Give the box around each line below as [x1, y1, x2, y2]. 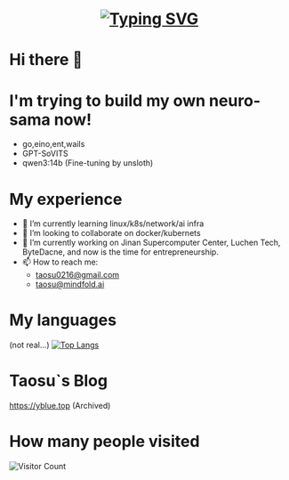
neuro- [208, 90, 261, 110]
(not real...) [9, 339, 51, 351]
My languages [9, 310, 117, 330]
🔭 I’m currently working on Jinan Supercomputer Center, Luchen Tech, [21, 237, 281, 248]
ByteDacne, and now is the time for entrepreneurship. [21, 247, 220, 257]
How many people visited [9, 432, 200, 452]
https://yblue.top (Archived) [9, 401, 111, 411]
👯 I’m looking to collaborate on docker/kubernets [21, 228, 202, 239]
